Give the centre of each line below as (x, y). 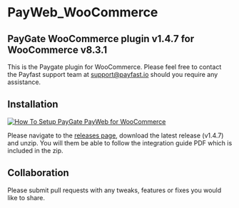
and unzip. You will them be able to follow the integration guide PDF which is (120, 142)
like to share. (26, 197)
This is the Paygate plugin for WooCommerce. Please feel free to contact (115, 67)
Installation (33, 104)
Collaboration (38, 173)
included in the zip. (35, 150)
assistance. (24, 82)
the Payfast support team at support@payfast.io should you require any (113, 74)
